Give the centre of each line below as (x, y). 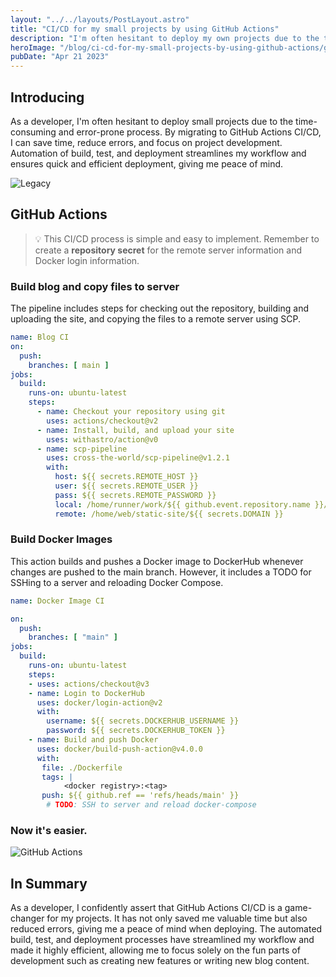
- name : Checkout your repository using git (131, 412)
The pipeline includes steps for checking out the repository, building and (159, 308)
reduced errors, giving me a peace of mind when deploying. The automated (166, 929)
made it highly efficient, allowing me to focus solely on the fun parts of (155, 950)
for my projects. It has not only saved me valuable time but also (177, 918)
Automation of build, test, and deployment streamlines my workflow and (158, 153)
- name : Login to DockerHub (86, 693)
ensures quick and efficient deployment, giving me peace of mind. (147, 163)
